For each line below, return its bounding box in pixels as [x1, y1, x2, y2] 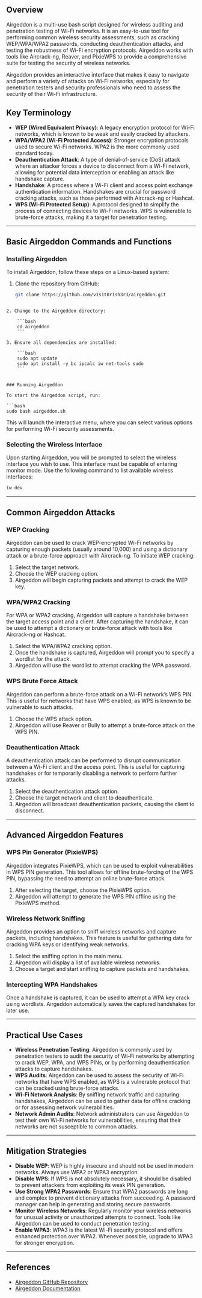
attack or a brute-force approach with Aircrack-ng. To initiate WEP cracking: [6, 552, 195, 559]
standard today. [14, 149, 54, 156]
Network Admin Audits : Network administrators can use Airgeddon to [14, 1110, 189, 1118]
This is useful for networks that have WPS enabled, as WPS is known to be [6, 697, 191, 704]
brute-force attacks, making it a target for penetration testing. [14, 214, 168, 221]
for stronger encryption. [14, 1239, 75, 1246]
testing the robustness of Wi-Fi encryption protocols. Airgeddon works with [6, 46, 194, 54]
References [6, 1262, 50, 1273]
